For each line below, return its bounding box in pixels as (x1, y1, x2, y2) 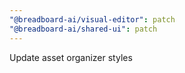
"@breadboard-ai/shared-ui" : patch (9, 24, 158, 34)
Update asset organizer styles (9, 51, 133, 63)
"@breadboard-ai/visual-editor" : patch (9, 14, 176, 25)
